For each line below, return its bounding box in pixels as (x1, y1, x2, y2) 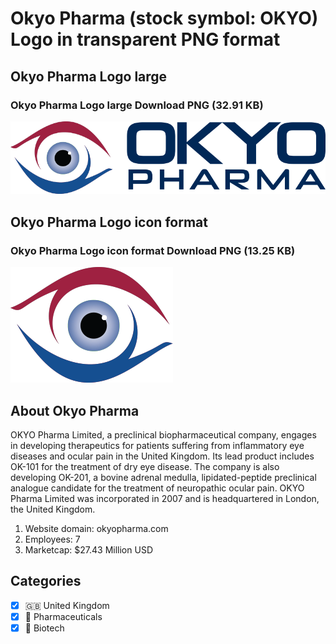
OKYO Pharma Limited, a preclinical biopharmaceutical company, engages (10, 428, 317, 441)
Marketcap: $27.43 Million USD (24, 543, 153, 556)
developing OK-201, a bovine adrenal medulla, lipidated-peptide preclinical (10, 471, 317, 483)
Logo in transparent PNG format (10, 28, 281, 51)
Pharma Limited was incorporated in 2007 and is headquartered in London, (10, 492, 320, 504)
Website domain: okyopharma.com (24, 522, 169, 534)
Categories (10, 573, 82, 590)
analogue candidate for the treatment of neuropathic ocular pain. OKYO (10, 482, 305, 494)
